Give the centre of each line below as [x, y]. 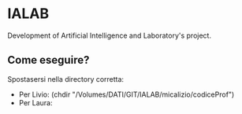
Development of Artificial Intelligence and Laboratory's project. [110, 35]
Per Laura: [35, 102]
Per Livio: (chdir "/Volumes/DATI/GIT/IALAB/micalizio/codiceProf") [127, 94]
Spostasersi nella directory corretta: [65, 79]
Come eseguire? [48, 60]
